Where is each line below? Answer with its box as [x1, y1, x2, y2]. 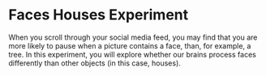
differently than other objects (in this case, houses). [8, 58, 181, 68]
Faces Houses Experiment [8, 6, 189, 24]
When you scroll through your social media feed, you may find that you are [8, 32, 258, 42]
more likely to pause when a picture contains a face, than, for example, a [8, 40, 251, 50]
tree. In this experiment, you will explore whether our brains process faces [8, 49, 257, 59]
